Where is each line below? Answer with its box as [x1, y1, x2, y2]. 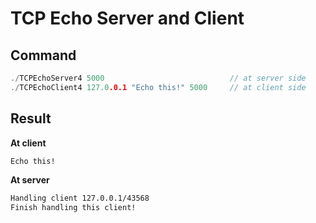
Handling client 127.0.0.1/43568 [10, 193, 150, 204]
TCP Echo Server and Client [10, 7, 245, 30]
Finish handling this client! [10, 203, 137, 213]
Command [10, 47, 77, 64]
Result [10, 110, 52, 127]
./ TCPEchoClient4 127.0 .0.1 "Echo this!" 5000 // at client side [10, 82, 307, 92]
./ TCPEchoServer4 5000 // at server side [10, 73, 307, 83]
